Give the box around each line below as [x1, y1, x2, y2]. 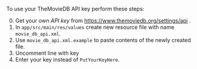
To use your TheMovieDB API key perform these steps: [6, 5, 145, 12]
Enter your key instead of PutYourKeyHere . [15, 56, 120, 63]
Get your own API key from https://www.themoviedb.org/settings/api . [15, 17, 191, 24]
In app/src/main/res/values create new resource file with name [15, 24, 175, 31]
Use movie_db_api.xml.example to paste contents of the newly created [15, 37, 191, 43]
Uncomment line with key [15, 49, 79, 57]
